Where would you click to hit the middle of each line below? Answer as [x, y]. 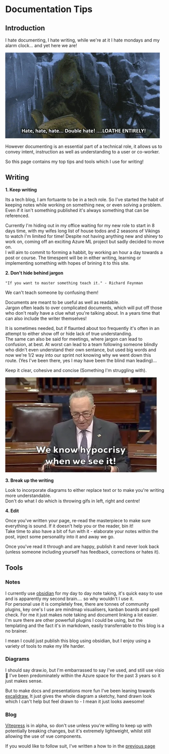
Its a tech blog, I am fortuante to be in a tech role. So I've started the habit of [84, 199]
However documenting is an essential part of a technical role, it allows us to [84, 146]
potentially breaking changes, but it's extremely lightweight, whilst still [78, 731]
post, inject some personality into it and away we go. [60, 536]
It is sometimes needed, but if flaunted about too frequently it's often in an [82, 328]
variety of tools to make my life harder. [45, 646]
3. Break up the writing [30, 480]
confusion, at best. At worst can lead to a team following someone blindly [81, 344]
